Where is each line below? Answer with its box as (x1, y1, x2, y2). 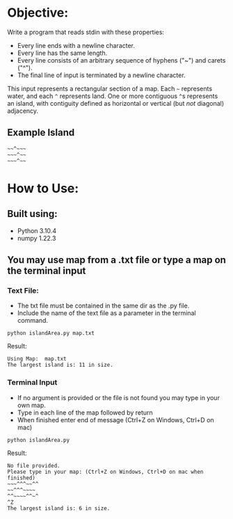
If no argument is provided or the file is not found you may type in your (17, 393, 220, 401)
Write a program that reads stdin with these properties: (7, 28, 165, 36)
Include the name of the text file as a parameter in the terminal (17, 309, 196, 317)
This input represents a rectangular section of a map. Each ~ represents (7, 84, 213, 93)
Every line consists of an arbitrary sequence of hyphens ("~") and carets (17, 56, 226, 64)
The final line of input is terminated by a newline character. (17, 71, 186, 79)
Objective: (7, 5, 69, 21)
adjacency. (7, 106, 39, 115)
